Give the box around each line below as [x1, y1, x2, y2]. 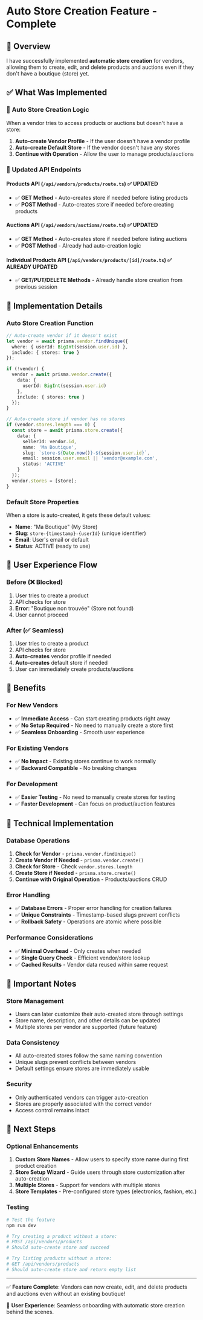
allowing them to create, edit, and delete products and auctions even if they [6, 63, 195, 71]
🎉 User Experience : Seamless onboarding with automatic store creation [6, 1301, 185, 1309]
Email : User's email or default [14, 536, 89, 543]
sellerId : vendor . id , [22, 438, 77, 444]
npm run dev [6, 1222, 36, 1228]
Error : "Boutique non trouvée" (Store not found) [14, 604, 134, 612]
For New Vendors [6, 701, 59, 710]
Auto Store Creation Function [6, 319, 94, 327]
